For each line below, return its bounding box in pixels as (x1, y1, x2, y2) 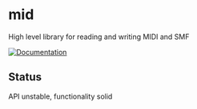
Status (8, 70, 42, 84)
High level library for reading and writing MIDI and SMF (8, 32, 190, 41)
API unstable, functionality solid (8, 91, 113, 101)
